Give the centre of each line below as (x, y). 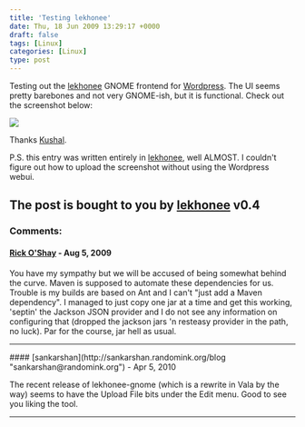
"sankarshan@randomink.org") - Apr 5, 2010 (93, 367)
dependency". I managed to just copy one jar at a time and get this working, (151, 302)
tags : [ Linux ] (36, 43)
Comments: (36, 231)
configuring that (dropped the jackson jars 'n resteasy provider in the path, (149, 321)
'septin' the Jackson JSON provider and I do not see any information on (143, 312)
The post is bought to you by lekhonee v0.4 (135, 205)
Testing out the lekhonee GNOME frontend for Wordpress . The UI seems (145, 86)
